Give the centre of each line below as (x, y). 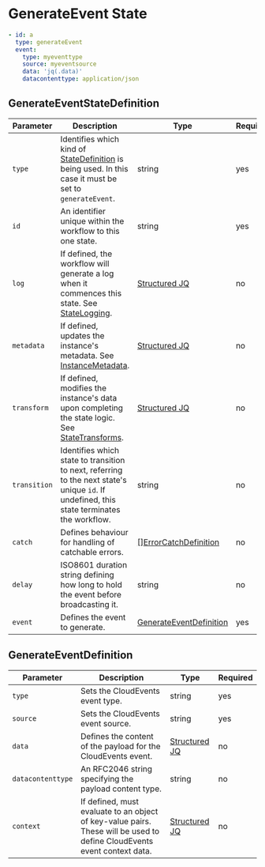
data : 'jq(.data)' (52, 72)
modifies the (84, 388)
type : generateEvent (49, 42)
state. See (79, 303)
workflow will (85, 263)
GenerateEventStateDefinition (84, 104)
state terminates (90, 509)
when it (74, 283)
